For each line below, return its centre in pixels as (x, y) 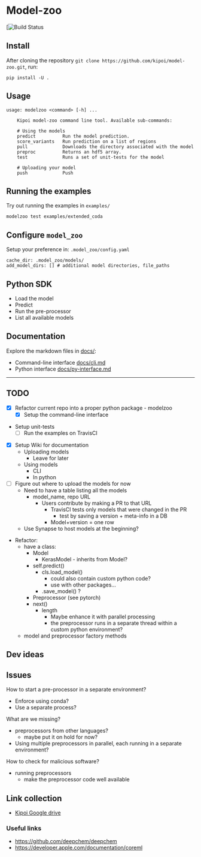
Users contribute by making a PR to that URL (97, 503)
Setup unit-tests (35, 426)
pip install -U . (28, 78)
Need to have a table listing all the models (75, 490)
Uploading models (46, 452)
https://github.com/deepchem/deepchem (66, 841)
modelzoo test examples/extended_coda (54, 216)
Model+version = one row (83, 522)
